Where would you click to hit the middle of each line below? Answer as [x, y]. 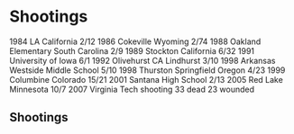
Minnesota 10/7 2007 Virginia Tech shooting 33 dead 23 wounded [132, 89]
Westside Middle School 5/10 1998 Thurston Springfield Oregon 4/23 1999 [147, 70]
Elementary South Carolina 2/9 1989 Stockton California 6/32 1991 [132, 50]
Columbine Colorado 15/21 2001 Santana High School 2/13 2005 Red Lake [147, 79]
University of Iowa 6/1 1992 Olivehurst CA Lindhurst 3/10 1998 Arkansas [142, 60]
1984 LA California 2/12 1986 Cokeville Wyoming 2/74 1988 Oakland [135, 41]
